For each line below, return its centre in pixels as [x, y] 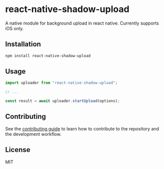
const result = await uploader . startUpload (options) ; [63, 101]
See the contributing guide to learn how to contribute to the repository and [82, 128]
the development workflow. [33, 134]
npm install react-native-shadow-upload [48, 56]
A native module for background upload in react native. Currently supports [82, 23]
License [18, 150]
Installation [23, 44]
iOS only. [15, 28]
